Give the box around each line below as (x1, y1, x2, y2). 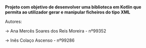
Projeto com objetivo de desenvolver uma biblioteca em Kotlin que (5, 4, 142, 10)
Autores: (5, 19, 22, 24)
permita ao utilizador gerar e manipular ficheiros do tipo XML (5, 9, 130, 15)
